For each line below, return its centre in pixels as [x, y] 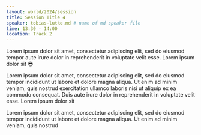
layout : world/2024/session [41, 12]
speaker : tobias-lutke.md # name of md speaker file [73, 23]
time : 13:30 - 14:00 [32, 28]
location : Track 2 [29, 34]
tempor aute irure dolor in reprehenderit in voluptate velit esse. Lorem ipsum [100, 58]
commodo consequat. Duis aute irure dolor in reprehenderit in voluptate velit [100, 95]
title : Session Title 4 [36, 17]
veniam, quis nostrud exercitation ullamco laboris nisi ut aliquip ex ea [91, 88]
